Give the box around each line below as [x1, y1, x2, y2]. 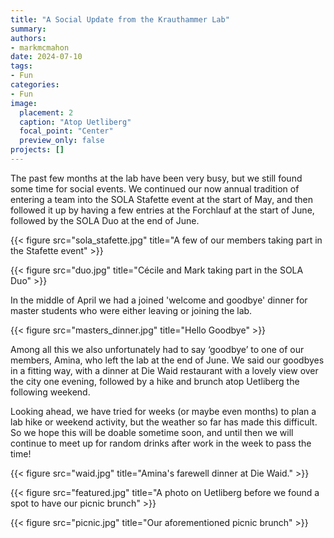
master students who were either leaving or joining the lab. [10, 304, 253, 316]
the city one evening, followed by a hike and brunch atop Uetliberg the [10, 375, 300, 387]
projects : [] [10, 145, 65, 155]
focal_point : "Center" [19, 126, 114, 136]
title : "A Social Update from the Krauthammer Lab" [10, 14, 230, 25]
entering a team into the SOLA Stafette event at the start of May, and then [10, 193, 314, 205]
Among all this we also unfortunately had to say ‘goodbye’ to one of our [10, 343, 305, 355]
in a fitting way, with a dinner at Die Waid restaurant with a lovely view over [10, 364, 319, 376]
